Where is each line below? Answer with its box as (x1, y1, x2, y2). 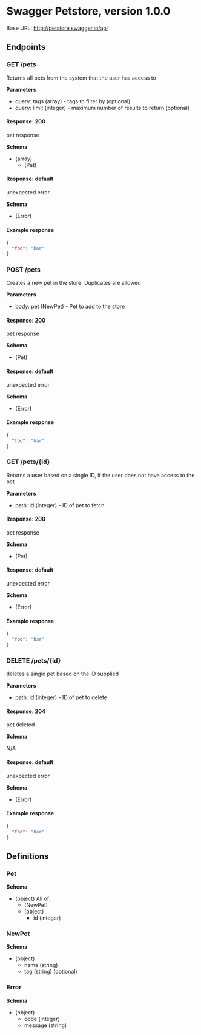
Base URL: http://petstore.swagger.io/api (6, 24, 108, 32)
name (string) (24, 962, 58, 969)
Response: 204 (6, 708, 46, 715)
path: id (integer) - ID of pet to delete (15, 694, 108, 701)
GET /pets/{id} (6, 457, 50, 466)
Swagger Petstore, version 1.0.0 (6, 4, 171, 18)
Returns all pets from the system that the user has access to (6, 74, 156, 81)
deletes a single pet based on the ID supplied (6, 670, 119, 678)
